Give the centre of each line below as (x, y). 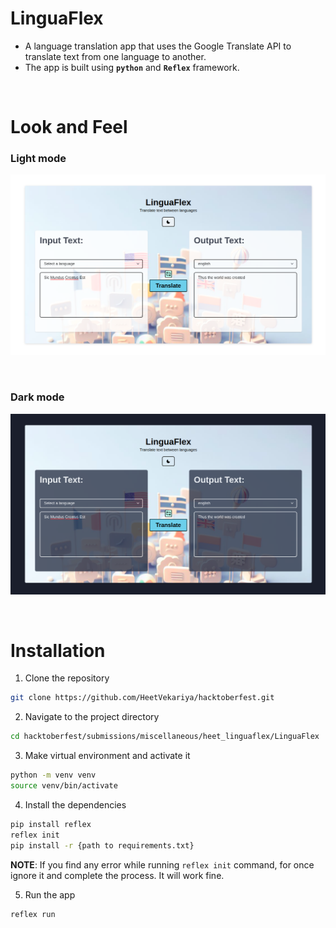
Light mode (38, 159)
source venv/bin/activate (64, 786)
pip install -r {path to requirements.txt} (102, 845)
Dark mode (37, 397)
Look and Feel (69, 127)
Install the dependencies (75, 804)
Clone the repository (67, 678)
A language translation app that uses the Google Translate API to (158, 46)
